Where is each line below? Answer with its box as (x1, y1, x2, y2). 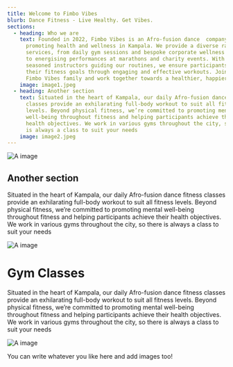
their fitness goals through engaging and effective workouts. (25, 68, 213, 75)
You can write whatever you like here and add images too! (7, 352, 173, 360)
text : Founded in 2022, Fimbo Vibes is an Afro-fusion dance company (19, 36, 228, 43)
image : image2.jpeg (19, 133, 76, 140)
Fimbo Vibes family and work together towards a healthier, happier (25, 74, 228, 82)
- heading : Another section (13, 88, 95, 95)
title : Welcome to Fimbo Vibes (7, 10, 98, 17)
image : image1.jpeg (19, 81, 76, 88)
